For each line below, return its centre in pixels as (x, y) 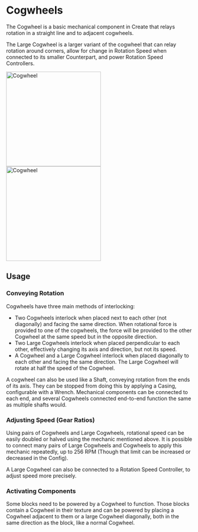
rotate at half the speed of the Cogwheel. (65, 368)
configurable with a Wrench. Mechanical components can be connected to (97, 392)
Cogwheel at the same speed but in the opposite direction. (86, 336)
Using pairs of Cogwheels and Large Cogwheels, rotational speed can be (95, 433)
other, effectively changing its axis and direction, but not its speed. (96, 349)
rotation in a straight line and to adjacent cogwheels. (70, 33)
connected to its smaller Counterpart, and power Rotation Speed (85, 57)
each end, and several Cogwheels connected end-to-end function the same (99, 398)
